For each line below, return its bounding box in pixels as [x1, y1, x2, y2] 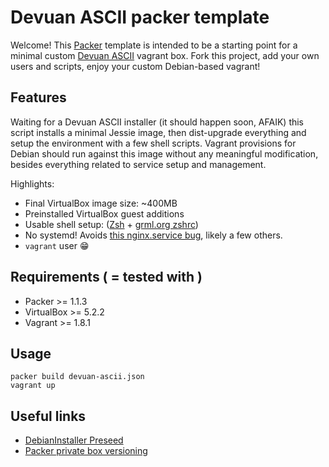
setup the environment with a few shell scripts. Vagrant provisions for [10, 137, 297, 149]
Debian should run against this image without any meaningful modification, [10, 147, 319, 160]
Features [10, 89, 67, 106]
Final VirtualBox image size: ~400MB [24, 197, 178, 209]
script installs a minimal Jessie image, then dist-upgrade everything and [10, 126, 307, 138]
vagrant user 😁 [24, 239, 90, 251]
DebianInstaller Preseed [24, 434, 124, 446]
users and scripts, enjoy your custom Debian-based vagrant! [10, 60, 261, 72]
